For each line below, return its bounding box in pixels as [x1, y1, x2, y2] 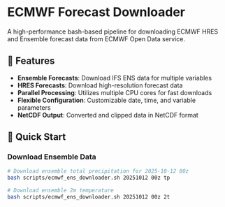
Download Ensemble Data [7, 152, 96, 162]
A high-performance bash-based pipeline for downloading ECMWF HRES [7, 27, 219, 36]
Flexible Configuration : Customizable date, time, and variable [17, 96, 196, 104]
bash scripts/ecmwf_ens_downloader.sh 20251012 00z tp [7, 174, 170, 182]
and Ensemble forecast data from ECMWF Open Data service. [7, 34, 186, 43]
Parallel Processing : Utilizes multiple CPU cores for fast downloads [17, 88, 212, 97]
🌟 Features [7, 55, 55, 67]
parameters [17, 103, 51, 112]
